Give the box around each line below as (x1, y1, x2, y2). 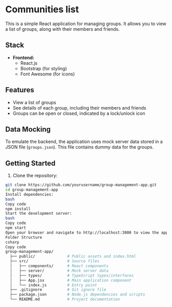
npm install (5, 206, 31, 211)
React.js (20, 60, 37, 66)
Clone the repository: (12, 173, 58, 179)
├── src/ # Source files (10, 259, 100, 264)
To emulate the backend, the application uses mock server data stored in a (5, 138, 163, 145)
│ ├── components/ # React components (10, 263, 109, 269)
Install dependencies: (5, 192, 54, 197)
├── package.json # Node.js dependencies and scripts (10, 292, 145, 297)
